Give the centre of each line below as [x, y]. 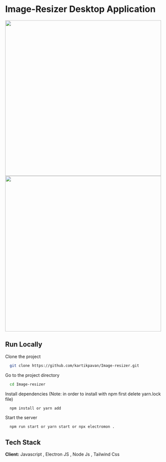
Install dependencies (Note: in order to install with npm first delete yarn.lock [83, 394]
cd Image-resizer [28, 384]
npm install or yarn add [35, 408]
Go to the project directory [32, 375]
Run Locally [24, 345]
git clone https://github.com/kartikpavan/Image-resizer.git [75, 365]
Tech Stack [23, 442]
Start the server [21, 418]
